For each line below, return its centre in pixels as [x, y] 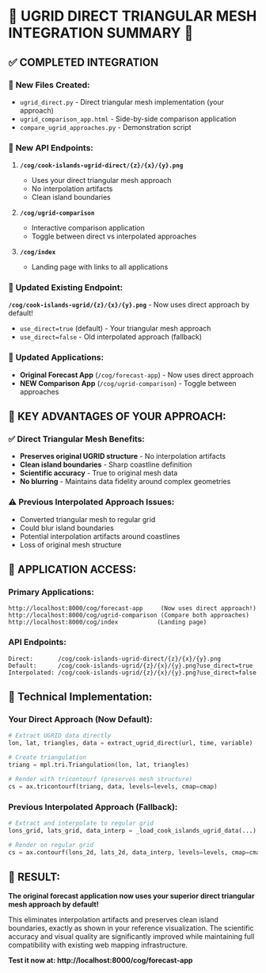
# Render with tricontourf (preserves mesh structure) [101, 779]
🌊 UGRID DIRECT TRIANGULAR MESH [133, 16]
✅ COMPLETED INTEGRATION [84, 62]
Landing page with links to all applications [100, 267]
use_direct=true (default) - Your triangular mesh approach [115, 329]
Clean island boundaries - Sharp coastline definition [106, 465]
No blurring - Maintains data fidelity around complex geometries [125, 482]
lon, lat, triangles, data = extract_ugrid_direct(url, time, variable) [131, 743]
